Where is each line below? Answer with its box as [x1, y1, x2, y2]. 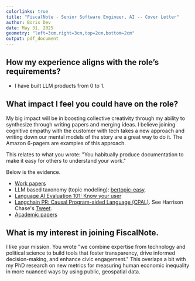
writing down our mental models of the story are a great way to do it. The [6, 133, 183, 140]
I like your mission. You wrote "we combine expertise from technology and [6, 244, 186, 251]
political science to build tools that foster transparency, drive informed [6, 249, 176, 256]
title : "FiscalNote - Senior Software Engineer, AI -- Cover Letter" [6, 14, 180, 20]
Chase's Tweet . [14, 204, 53, 211]
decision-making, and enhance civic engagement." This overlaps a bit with [6, 256, 186, 263]
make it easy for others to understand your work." [6, 157, 126, 164]
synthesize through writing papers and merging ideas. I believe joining [6, 121, 176, 128]
